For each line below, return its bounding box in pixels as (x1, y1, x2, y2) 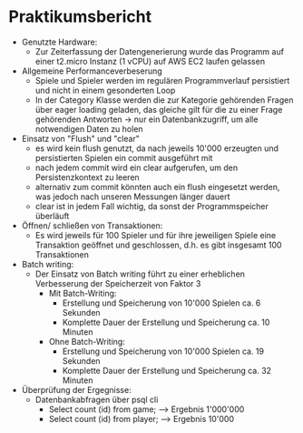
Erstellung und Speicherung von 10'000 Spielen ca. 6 (62, 297, 261, 308)
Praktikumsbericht (8, 6, 152, 27)
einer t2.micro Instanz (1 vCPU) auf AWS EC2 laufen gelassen (34, 55, 265, 66)
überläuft (34, 210, 70, 221)
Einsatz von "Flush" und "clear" (21, 133, 140, 144)
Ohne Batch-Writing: (48, 336, 126, 347)
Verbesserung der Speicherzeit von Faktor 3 (34, 277, 201, 288)
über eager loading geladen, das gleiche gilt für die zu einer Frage (34, 104, 283, 115)
